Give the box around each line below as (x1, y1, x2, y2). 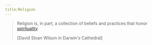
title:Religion (5, 7, 36, 12)
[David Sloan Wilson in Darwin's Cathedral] (16, 35, 103, 41)
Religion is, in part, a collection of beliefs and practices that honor (16, 20, 148, 26)
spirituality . (16, 25, 39, 31)
